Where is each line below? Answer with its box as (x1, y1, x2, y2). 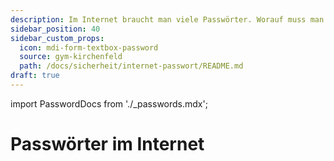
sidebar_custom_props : (10, 33, 105, 43)
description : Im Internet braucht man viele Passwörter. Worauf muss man (10, 14, 325, 25)
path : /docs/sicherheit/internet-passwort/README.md (19, 61, 244, 71)
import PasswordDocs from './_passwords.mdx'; (10, 97, 208, 110)
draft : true (10, 71, 60, 81)
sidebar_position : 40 (10, 24, 101, 34)
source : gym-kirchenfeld (19, 52, 123, 62)
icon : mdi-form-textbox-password (19, 42, 159, 53)
